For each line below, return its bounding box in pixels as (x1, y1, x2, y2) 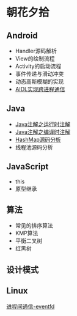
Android (6, 30, 38, 40)
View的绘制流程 (15, 55, 55, 62)
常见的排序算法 (15, 222, 53, 229)
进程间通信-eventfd (6, 303, 55, 310)
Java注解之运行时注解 (15, 120, 71, 128)
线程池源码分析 (15, 143, 53, 150)
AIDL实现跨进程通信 (15, 86, 65, 92)
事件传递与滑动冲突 (15, 70, 64, 77)
